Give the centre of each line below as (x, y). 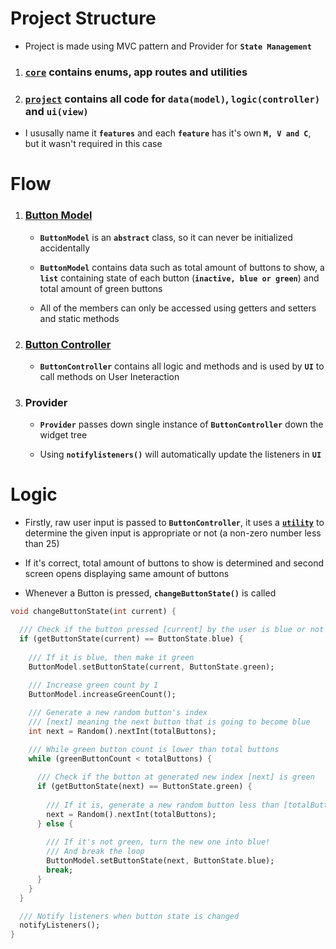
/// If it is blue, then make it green (111, 657)
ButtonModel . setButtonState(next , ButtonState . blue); (160, 861)
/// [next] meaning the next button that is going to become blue (169, 722)
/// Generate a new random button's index (118, 713)
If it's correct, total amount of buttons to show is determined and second (174, 563)
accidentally (65, 248)
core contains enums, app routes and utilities (136, 72)
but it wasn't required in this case (93, 144)
